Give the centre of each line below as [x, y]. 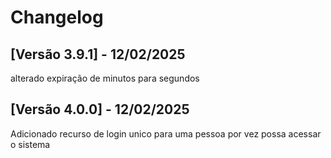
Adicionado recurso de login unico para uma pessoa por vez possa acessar [166, 133]
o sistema [30, 144]
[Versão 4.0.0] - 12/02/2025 [100, 109]
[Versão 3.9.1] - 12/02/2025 [98, 54]
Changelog [57, 17]
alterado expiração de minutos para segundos [105, 78]
